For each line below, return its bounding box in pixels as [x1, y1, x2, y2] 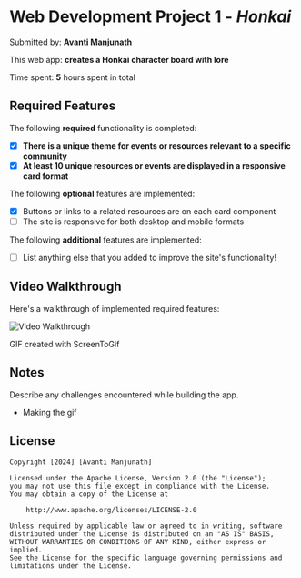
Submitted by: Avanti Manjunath [9, 36, 133, 47]
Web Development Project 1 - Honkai [9, 6, 292, 27]
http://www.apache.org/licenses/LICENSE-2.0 [25, 505, 197, 514]
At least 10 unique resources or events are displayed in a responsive [22, 160, 286, 170]
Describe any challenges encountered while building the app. [9, 389, 239, 400]
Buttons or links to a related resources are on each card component [22, 205, 276, 216]
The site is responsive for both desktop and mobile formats [22, 216, 245, 227]
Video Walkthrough [9, 279, 122, 294]
